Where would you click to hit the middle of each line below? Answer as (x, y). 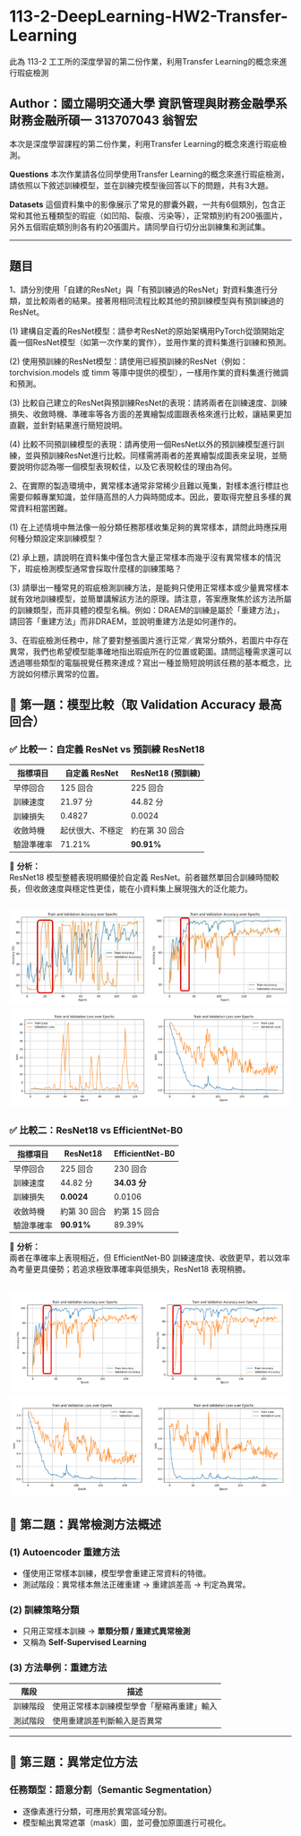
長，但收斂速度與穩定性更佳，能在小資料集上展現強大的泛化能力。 (131, 888)
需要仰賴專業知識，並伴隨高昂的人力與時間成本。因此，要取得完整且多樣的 (146, 497)
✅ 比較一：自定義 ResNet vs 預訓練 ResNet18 (107, 749)
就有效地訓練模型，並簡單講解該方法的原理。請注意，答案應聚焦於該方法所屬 (150, 599)
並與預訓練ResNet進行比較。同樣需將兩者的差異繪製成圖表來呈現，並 (152, 455)
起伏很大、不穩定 (92, 830)
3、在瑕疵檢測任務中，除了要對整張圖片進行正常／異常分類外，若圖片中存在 (149, 640)
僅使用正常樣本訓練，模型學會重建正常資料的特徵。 (116, 1573)
